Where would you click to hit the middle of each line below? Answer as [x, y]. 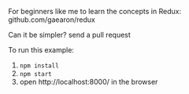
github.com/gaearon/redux [52, 20]
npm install [39, 66]
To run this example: [41, 50]
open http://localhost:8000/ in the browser [89, 82]
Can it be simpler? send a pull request [70, 35]
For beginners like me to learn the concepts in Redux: [95, 11]
